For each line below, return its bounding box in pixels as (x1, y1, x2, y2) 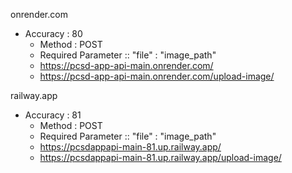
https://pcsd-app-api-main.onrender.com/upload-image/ (39, 70, 275, 82)
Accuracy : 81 (24, 109, 82, 121)
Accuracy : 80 (24, 28, 83, 39)
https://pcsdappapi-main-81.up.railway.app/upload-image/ (39, 152, 282, 163)
